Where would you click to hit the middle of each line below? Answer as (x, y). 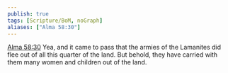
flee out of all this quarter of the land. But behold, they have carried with (113, 55)
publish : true (28, 14)
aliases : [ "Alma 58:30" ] (44, 27)
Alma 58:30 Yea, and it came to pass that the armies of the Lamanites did (114, 47)
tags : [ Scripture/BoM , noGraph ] (55, 21)
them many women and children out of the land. (77, 62)
